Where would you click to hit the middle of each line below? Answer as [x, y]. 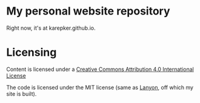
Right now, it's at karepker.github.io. [51, 28]
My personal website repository [88, 11]
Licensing [32, 52]
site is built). [22, 94]
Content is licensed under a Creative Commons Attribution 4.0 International [100, 69]
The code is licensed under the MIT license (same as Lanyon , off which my [100, 87]
